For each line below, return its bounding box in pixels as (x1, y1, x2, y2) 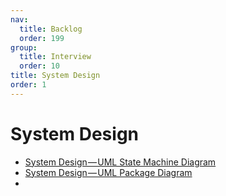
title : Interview (19, 52, 92, 62)
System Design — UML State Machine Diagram (24, 156, 217, 168)
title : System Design (10, 71, 101, 81)
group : (10, 42, 38, 53)
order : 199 (19, 33, 65, 43)
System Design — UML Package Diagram (24, 166, 193, 178)
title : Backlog (19, 24, 83, 34)
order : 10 (19, 61, 60, 71)
